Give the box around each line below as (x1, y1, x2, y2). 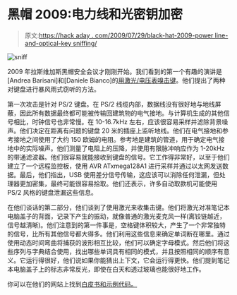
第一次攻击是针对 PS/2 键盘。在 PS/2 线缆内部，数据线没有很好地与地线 (7, 100, 215, 108)
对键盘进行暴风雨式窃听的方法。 (7, 85, 100, 93)
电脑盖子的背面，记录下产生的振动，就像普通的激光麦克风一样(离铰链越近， (7, 212, 226, 220)
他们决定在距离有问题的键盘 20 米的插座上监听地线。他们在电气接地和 (19, 126, 223, 135)
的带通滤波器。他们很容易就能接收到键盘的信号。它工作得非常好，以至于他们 (7, 152, 230, 161)
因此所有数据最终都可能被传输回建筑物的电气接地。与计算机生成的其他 (19, 109, 224, 117)
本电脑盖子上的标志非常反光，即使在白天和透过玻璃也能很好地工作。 (7, 265, 205, 273)
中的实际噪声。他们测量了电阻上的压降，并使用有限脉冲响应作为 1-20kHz (13, 144, 225, 152)
